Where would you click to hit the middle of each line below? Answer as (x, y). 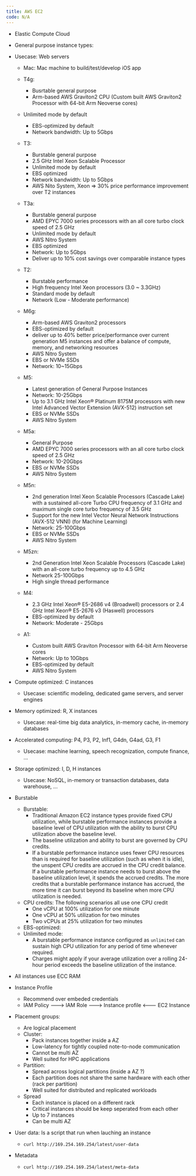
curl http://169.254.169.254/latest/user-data (81, 1144)
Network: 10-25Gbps (57, 395)
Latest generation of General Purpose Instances (90, 389)
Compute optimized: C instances (54, 682)
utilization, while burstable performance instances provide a (104, 821)
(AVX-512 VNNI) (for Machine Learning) (80, 521)
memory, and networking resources (75, 347)
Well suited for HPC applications (71, 1059)
